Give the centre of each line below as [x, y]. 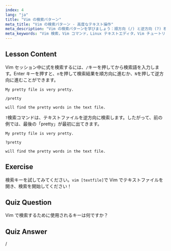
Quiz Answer [26, 231]
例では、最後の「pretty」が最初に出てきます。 [54, 124]
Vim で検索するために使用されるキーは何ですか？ [57, 215]
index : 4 [15, 10]
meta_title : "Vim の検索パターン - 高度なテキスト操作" [59, 24]
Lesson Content [31, 54]
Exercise [19, 167]
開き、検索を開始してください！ [39, 186]
